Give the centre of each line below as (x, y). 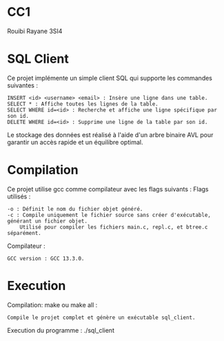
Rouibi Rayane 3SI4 (35, 31)
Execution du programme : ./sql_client (61, 330)
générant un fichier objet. (48, 221)
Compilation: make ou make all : (52, 304)
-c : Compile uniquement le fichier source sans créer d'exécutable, (109, 215)
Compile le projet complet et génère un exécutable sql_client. (101, 318)
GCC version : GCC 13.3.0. (46, 258)
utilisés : (19, 196)
